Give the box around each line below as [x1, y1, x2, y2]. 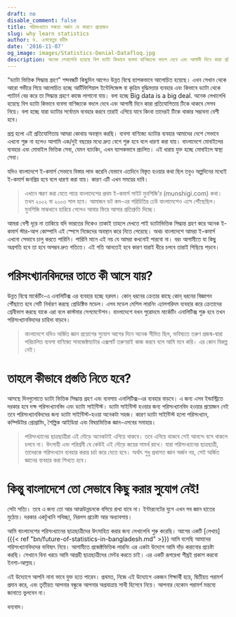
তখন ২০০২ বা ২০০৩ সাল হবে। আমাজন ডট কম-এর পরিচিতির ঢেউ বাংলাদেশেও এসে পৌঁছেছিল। [24, 197, 217, 205]
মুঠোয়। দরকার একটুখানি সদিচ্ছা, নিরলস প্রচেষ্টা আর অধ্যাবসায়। [7, 512, 133, 521]
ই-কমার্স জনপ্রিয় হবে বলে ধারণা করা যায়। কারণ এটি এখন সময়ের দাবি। [7, 175, 149, 183]
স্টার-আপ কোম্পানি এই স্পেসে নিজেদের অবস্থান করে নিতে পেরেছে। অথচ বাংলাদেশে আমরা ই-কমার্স [20, 227, 216, 235]
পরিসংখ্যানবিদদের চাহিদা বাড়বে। [7, 315, 71, 324]
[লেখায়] [203, 526, 221, 535]
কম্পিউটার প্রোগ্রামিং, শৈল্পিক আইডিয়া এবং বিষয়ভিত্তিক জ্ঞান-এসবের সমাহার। [7, 418, 157, 426]
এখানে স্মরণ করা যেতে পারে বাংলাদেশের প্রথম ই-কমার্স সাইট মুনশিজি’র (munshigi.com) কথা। [24, 189, 223, 197]
